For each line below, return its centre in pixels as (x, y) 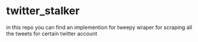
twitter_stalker (43, 11)
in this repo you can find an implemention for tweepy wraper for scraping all (99, 27)
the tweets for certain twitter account (52, 33)
